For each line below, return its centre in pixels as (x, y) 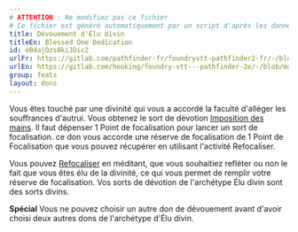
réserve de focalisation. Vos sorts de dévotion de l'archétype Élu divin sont (146, 182)
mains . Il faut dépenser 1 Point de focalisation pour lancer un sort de (134, 127)
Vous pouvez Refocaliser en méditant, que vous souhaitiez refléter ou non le (149, 163)
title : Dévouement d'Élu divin (67, 34)
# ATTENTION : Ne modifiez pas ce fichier (89, 17)
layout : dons (33, 83)
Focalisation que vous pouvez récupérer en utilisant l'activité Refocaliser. (142, 146)
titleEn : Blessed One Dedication (71, 42)
